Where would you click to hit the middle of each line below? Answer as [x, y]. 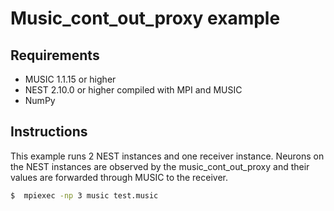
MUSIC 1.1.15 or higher [70, 79]
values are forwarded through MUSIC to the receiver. [119, 177]
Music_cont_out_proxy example [145, 18]
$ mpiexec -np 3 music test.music [84, 195]
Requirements [55, 55]
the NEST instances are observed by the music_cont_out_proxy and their [160, 166]
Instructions [49, 132]
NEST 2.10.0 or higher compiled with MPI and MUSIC [133, 90]
